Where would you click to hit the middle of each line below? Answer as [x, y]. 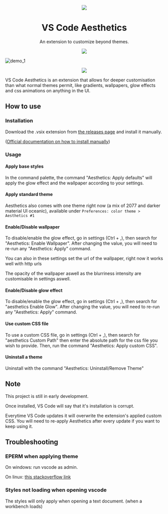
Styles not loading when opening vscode [56, 490]
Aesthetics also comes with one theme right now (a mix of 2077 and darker [83, 205]
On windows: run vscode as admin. [42, 467]
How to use [23, 106]
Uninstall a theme [24, 357]
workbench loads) [24, 506]
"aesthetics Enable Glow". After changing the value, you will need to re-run [82, 307]
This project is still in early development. [47, 396]
